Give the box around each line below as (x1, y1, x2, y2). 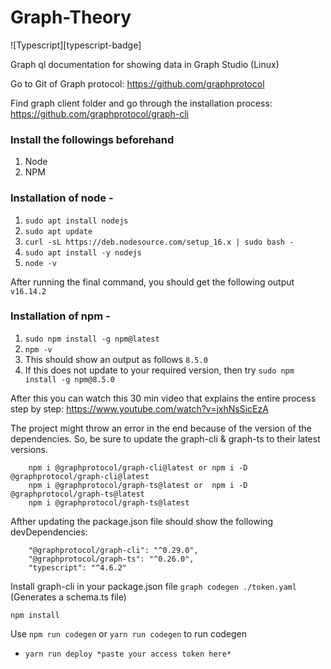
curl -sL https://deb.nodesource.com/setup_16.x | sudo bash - (24, 237, 295, 247)
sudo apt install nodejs (24, 216, 129, 226)
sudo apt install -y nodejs (24, 247, 142, 258)
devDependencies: (10, 526, 88, 538)
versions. (10, 443, 48, 455)
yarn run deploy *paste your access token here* (24, 649, 232, 659)
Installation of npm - (10, 309, 111, 323)
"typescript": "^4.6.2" (28, 562, 128, 573)
